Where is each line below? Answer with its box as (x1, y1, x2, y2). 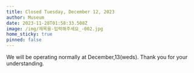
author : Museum (6, 14, 45, 21)
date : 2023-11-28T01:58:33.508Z (6, 20, 88, 26)
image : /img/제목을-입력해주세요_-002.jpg (6, 25, 103, 32)
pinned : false (6, 37, 42, 43)
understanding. (6, 60, 44, 67)
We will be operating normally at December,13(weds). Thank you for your (6, 54, 188, 60)
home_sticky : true (6, 31, 53, 37)
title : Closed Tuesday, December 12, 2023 (6, 8, 115, 15)
